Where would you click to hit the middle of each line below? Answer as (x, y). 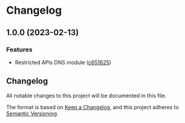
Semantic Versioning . (32, 113)
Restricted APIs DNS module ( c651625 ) (63, 62)
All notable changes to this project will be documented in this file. (87, 96)
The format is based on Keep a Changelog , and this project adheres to (92, 107)
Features (19, 50)
